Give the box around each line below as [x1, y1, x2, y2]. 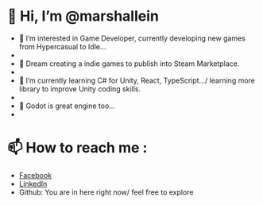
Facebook [18, 170, 52, 180]
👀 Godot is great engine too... [18, 101, 116, 110]
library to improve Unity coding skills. [18, 83, 141, 94]
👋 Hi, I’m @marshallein [7, 7, 160, 25]
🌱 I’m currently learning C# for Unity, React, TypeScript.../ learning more [18, 75, 256, 85]
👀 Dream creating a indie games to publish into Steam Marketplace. [18, 59, 240, 68]
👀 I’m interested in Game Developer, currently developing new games [18, 33, 246, 43]
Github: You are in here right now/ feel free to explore [18, 187, 194, 197]
